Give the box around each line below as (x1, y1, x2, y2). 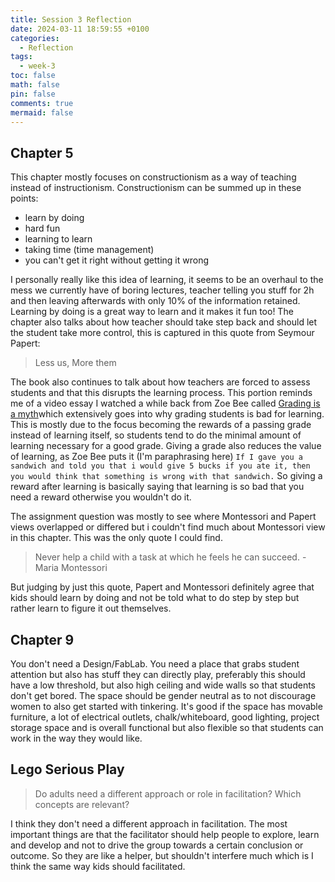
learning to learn (24, 233, 93, 245)
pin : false (10, 89, 56, 99)
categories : (10, 33, 60, 43)
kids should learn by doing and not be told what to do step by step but (10, 592, 300, 604)
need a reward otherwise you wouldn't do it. (10, 491, 192, 503)
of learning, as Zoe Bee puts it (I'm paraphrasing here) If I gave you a (10, 451, 303, 463)
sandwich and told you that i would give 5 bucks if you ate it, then (10, 461, 311, 471)
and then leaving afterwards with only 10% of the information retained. (10, 295, 301, 307)
